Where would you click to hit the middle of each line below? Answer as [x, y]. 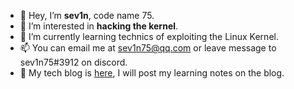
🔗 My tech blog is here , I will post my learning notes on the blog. [152, 73]
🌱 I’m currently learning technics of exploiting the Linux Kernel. [149, 36]
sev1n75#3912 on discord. [73, 62]
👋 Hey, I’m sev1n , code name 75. [87, 15]
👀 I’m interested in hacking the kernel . [99, 26]
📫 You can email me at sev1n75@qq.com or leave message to [148, 48]
